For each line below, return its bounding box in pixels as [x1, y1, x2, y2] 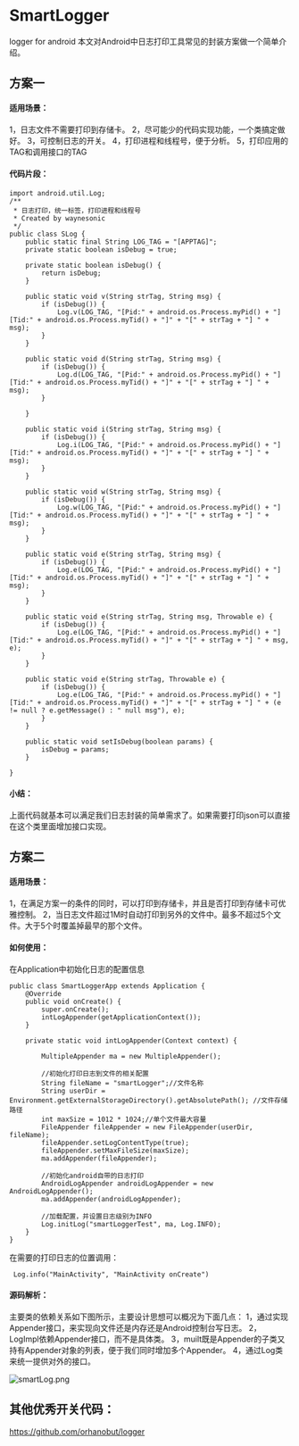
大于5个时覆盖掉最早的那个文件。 [24, 920, 147, 931]
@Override [25, 989, 62, 998]
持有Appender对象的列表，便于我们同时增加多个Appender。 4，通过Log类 [9, 1344, 284, 1355]
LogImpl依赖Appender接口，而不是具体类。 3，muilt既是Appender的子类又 [9, 1334, 286, 1344]
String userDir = [41, 1086, 105, 1095]
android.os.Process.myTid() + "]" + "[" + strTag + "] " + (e [45, 698, 281, 707]
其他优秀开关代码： [9, 1402, 115, 1417]
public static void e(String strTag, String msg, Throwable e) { [25, 612, 274, 621]
